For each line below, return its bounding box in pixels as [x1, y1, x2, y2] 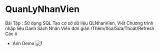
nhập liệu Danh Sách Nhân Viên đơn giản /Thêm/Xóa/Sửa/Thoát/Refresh [5, 25, 154, 31]
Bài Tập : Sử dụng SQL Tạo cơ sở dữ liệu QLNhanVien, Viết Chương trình [5, 20, 153, 26]
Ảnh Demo [12, 40, 34, 46]
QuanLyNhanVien [5, 3, 80, 15]
